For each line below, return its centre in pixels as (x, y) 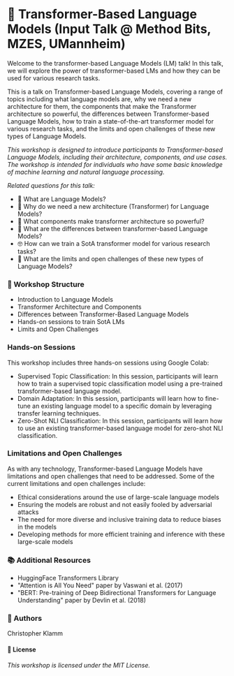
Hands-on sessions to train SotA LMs (71, 322)
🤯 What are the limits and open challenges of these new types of (110, 258)
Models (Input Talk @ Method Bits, (109, 29)
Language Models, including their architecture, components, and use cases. (117, 157)
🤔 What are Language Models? (61, 199)
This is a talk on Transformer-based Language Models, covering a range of (115, 91)
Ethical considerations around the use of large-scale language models (118, 497)
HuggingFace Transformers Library (68, 578)
